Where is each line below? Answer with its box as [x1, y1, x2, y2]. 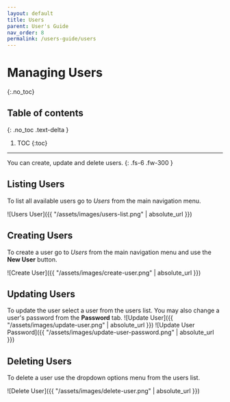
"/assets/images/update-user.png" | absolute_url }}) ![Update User [7, 321, 195, 329]
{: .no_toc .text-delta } [7, 125, 69, 134]
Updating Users [7, 288, 75, 300]
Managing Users [7, 65, 103, 81]
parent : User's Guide [7, 23, 69, 29]
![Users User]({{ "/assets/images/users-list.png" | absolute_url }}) [7, 210, 193, 218]
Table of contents [7, 108, 84, 119]
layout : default [7, 10, 53, 17]
